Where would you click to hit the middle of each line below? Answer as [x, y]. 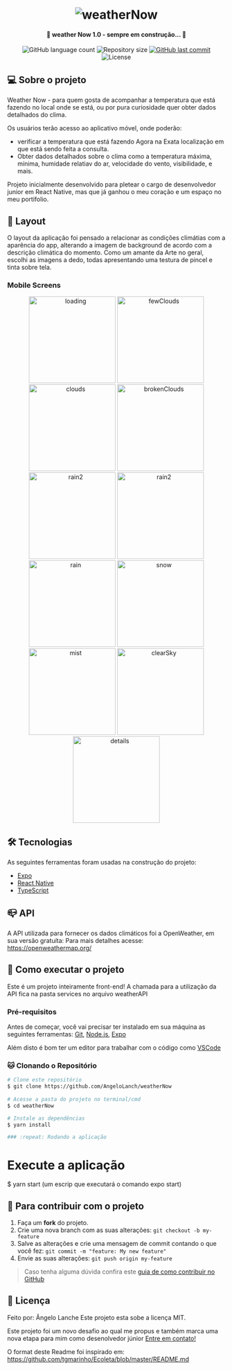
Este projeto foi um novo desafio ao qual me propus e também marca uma [113, 1330]
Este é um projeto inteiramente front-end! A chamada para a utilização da [112, 986]
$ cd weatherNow [30, 1106]
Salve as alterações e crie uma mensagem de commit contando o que [117, 1244]
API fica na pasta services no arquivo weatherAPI [78, 994]
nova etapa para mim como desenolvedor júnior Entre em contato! [101, 1338]
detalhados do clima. [37, 115]
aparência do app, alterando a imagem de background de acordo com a [110, 245]
